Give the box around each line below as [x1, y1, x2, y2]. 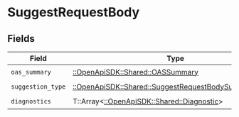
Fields [7, 33, 36, 45]
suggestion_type [11, 82, 66, 91]
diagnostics [11, 97, 52, 105]
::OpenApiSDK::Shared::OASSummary [72, 67, 199, 77]
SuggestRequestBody [7, 4, 140, 21]
